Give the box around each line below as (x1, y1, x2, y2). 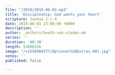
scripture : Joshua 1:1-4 (5, 16, 57, 21)
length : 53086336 (5, 44, 41, 49)
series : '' (5, 35, 28, 40)
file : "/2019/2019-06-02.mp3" (5, 7, 68, 12)
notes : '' (5, 53, 26, 59)
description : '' (5, 26, 39, 31)
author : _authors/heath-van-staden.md (5, 30, 86, 35)
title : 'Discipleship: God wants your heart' (5, 12, 101, 17)
